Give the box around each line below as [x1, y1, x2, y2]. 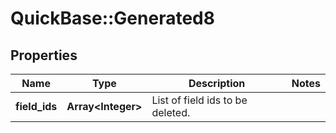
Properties [10, 47, 78, 64]
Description [188, 77, 246, 90]
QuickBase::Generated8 [10, 7, 215, 30]
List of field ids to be [151, 93, 248, 107]
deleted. [151, 106, 191, 119]
